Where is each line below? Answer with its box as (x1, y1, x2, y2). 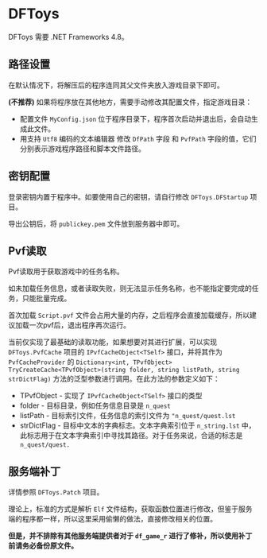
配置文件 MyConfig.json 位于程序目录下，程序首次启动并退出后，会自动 (19, 114, 252, 123)
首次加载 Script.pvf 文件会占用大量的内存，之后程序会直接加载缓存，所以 (8, 311, 250, 320)
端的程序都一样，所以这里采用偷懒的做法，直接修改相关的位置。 (8, 514, 217, 524)
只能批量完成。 (21, 293, 72, 303)
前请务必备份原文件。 (8, 541, 78, 551)
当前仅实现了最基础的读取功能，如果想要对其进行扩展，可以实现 (8, 337, 217, 347)
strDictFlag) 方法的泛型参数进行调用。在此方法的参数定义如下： (8, 374, 220, 384)
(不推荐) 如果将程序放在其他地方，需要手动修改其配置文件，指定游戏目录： (8, 97, 253, 107)
